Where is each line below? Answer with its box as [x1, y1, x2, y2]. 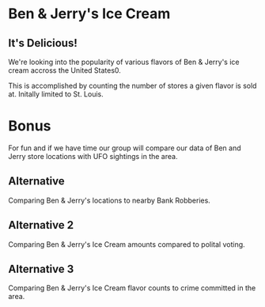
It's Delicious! [8, 36, 78, 50]
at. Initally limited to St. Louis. [8, 89, 104, 99]
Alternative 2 [8, 218, 74, 232]
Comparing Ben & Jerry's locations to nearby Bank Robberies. [8, 195, 211, 205]
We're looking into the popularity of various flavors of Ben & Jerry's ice [8, 57, 240, 66]
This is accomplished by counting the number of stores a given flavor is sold [8, 81, 257, 90]
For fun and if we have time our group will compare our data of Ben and [8, 143, 241, 153]
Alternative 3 [8, 262, 74, 275]
